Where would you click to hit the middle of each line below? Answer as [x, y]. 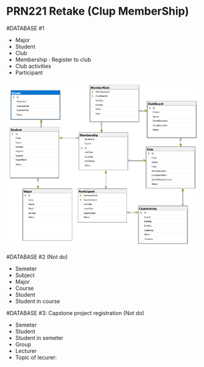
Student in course [38, 302]
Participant [29, 72]
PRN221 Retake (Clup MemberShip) [98, 11]
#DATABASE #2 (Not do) [37, 257]
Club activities [33, 66]
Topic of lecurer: [36, 358]
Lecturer [26, 351]
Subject [25, 275]
